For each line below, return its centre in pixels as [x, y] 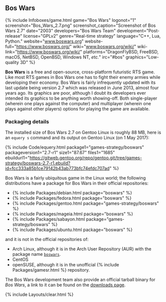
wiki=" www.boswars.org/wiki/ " [104, 46]
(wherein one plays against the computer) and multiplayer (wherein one [78, 103]
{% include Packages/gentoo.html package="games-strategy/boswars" [86, 203]
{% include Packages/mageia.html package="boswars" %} [73, 214]
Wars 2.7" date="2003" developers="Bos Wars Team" [60, 30]
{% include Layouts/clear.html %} [39, 295]
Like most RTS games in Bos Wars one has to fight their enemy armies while [83, 77]
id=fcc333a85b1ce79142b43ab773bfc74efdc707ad [57, 169]
